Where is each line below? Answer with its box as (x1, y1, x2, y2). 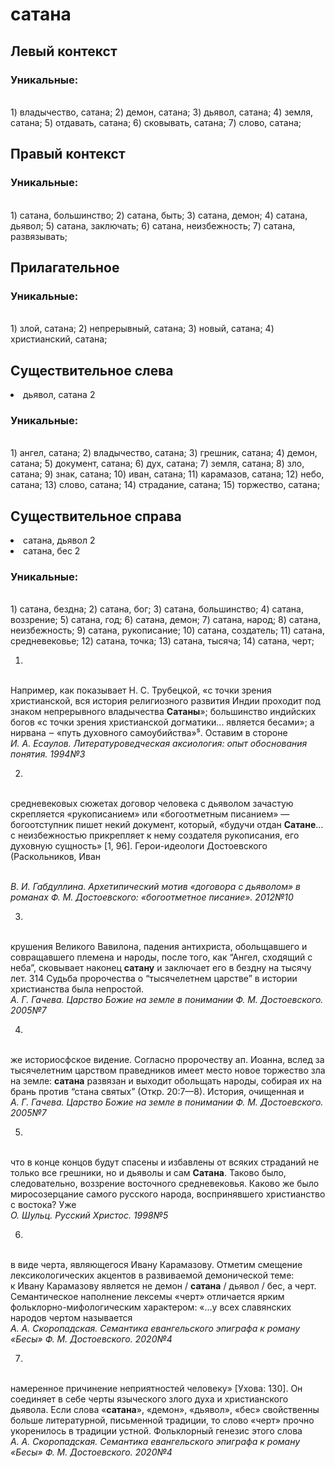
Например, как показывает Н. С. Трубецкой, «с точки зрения (10, 684, 272, 697)
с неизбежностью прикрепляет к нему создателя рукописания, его (10, 829, 300, 842)
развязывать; (10, 230, 68, 242)
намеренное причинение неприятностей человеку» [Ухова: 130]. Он (10, 1383, 303, 1395)
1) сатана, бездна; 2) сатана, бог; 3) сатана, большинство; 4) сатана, (10, 603, 304, 615)
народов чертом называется (10, 1312, 133, 1324)
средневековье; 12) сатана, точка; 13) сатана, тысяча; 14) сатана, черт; (10, 635, 315, 647)
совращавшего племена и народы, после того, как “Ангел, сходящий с (10, 951, 313, 963)
